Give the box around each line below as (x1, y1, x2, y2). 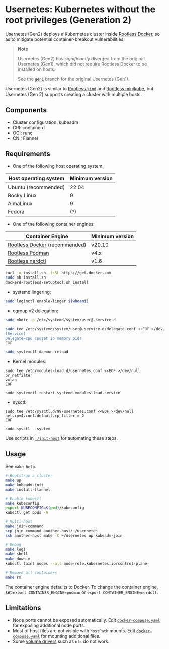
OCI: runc (12, 130, 33, 136)
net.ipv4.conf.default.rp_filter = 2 (5, 413, 84, 418)
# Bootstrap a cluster (5, 473, 53, 478)
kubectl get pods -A (5, 510, 49, 515)
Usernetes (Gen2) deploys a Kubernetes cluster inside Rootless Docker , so (5, 31, 160, 37)
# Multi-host (5, 519, 33, 524)
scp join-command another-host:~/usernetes (5, 528, 98, 533)
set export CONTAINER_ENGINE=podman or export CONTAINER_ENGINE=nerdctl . (5, 589, 158, 595)
